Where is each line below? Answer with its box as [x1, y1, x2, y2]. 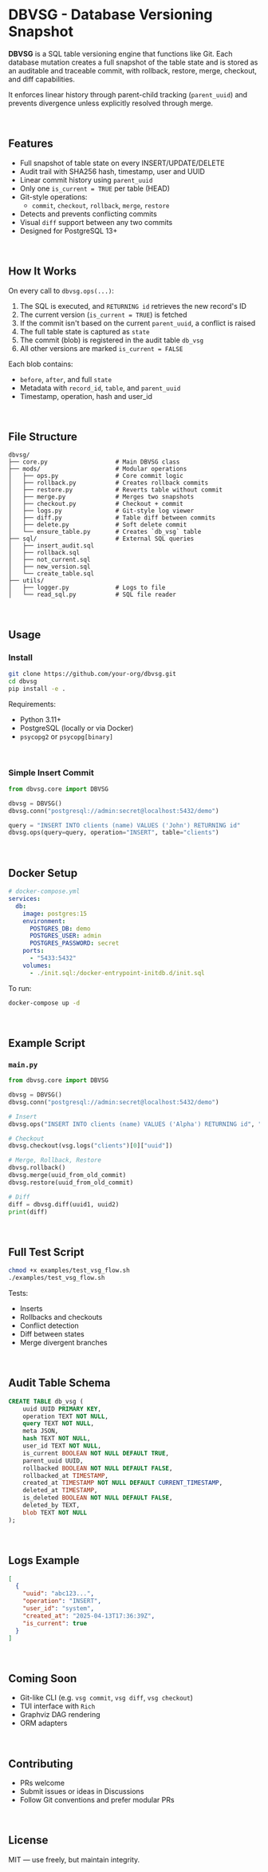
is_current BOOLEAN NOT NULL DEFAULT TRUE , [22, 1449, 170, 1457]
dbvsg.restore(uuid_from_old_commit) [8, 1179, 134, 1187]
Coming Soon [8, 1672, 77, 1685]
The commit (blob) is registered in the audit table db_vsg [19, 335, 204, 345]
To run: [8, 983, 32, 993]
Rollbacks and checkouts [19, 1313, 103, 1322]
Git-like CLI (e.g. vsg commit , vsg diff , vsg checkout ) [19, 1693, 194, 1703]
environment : [22, 917, 66, 925]
